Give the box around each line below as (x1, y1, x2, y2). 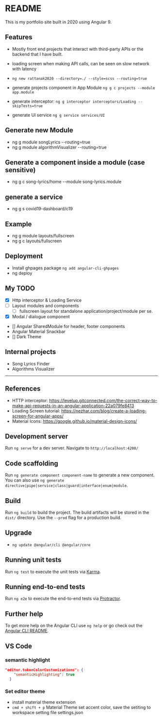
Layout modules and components (12, 303, 79, 308)
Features (5, 33, 33, 41)
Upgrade (5, 529, 33, 537)
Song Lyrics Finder (12, 360, 50, 366)
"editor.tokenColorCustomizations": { (5, 667, 83, 672)
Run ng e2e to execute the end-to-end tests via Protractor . (5, 595, 121, 601)
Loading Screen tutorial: (12, 408, 61, 414)
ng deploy (12, 270, 33, 276)
